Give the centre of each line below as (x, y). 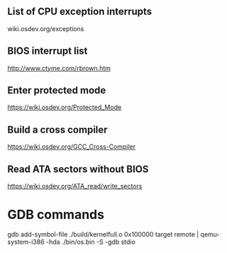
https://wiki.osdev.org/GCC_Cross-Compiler (72, 147)
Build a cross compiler (57, 129)
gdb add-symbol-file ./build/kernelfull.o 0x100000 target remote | (103, 234)
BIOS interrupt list (48, 51)
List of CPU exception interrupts (80, 12)
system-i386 (26, 242)
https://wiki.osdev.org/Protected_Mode (65, 107)
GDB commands (56, 215)
